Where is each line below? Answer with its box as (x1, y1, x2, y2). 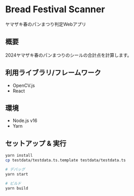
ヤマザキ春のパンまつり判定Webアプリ (5, 21, 86, 27)
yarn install (5, 153, 33, 158)
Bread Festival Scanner (5, 4, 105, 15)
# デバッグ (5, 167, 25, 172)
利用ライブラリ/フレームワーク (5, 68, 102, 77)
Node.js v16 (12, 117, 38, 124)
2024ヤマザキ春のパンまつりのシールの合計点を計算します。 (5, 52, 132, 58)
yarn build (5, 185, 28, 191)
